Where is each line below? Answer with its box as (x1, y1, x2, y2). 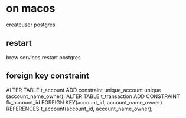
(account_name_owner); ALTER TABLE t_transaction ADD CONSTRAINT (6, 93, 180, 100)
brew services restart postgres (6, 53, 81, 60)
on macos (6, 2, 56, 15)
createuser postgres (6, 21, 56, 28)
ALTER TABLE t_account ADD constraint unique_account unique (6, 86, 161, 93)
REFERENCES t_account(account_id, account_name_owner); (6, 105, 154, 112)
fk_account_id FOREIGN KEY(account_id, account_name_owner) (6, 99, 162, 106)
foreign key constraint (6, 71, 90, 81)
